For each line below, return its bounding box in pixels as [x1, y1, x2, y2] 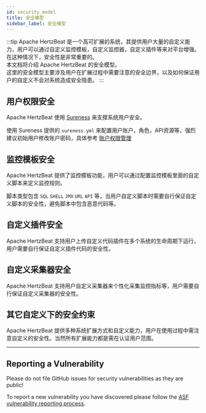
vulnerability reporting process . [6, 400, 86, 407]
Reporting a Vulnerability [6, 358, 104, 369]
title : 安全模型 [6, 15, 44, 21]
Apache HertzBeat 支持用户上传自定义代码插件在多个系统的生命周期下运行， [6, 237, 199, 245]
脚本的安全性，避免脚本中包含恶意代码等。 [11, 200, 120, 207]
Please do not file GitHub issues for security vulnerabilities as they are [6, 375, 184, 382]
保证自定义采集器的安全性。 [11, 289, 82, 297]
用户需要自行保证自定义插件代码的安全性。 [6, 245, 114, 252]
